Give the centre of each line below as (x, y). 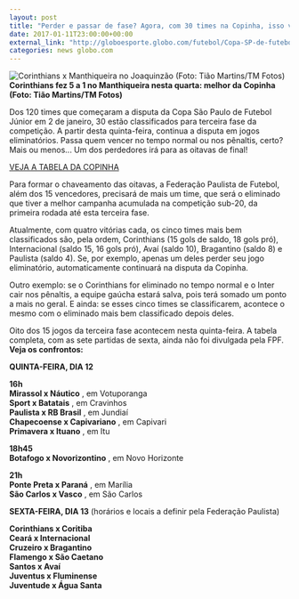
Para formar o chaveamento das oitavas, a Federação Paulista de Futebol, (145, 184)
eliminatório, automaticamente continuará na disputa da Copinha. (129, 268)
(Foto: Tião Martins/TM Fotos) (66, 95)
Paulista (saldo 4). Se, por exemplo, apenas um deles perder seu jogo (137, 258)
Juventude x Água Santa (56, 586)
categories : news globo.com (61, 51)
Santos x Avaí (35, 567)
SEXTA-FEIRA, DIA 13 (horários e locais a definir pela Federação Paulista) (145, 512)
